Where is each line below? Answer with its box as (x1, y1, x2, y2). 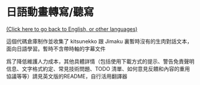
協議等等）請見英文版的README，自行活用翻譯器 (6, 73, 128, 80)
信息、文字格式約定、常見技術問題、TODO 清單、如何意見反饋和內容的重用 (6, 65, 190, 72)
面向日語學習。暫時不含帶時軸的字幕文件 (6, 45, 106, 52)
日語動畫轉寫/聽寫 (6, 5, 94, 19)
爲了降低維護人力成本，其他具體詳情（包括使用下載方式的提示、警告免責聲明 (6, 58, 195, 65)
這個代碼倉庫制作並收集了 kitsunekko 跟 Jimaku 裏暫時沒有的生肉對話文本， (6, 37, 193, 45)
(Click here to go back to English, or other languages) (6, 25, 138, 33)
